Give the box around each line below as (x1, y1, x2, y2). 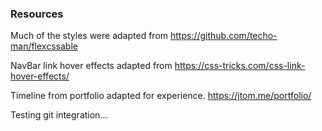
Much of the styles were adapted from (10, 30, 169, 42)
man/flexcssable (10, 40, 78, 52)
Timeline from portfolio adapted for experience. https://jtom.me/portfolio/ (10, 90, 312, 102)
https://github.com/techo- (169, 30, 278, 42)
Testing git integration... (10, 109, 108, 121)
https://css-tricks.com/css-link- (174, 60, 306, 72)
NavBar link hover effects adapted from (10, 60, 173, 72)
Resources (10, 7, 64, 21)
